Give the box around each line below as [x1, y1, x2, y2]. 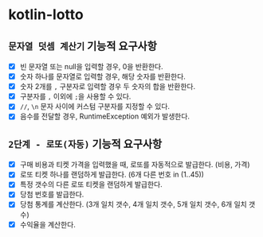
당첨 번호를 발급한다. [19, 189, 84, 200]
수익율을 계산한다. [19, 220, 76, 229]
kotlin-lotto [8, 6, 84, 24]
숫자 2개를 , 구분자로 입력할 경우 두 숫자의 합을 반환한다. [19, 82, 196, 91]
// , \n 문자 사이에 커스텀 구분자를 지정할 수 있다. [19, 102, 170, 111]
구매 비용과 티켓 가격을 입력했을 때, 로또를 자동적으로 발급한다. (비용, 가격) [19, 160, 250, 169]
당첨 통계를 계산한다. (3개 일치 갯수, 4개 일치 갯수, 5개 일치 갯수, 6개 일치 [19, 200, 247, 209]
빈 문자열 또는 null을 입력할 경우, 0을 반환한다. [19, 62, 163, 71]
